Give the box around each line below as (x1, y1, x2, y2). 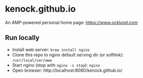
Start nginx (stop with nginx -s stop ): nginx (12, 62, 100, 68)
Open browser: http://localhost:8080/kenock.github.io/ (12, 67, 123, 73)
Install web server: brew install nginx (12, 46, 90, 52)
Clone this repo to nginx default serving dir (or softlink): (12, 52, 124, 58)
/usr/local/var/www (12, 58, 52, 63)
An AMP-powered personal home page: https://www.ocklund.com (5, 19, 138, 25)
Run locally (5, 34, 40, 42)
